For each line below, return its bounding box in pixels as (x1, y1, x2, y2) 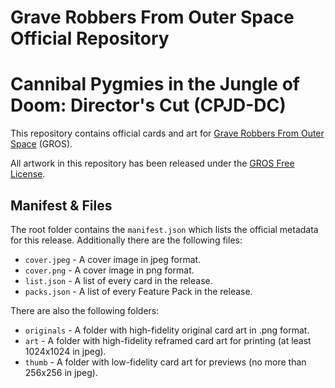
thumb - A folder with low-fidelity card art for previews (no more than (24, 356, 307, 368)
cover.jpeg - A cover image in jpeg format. (24, 253, 202, 265)
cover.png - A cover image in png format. (24, 264, 195, 276)
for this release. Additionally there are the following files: (10, 234, 243, 246)
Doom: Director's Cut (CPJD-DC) (10, 94, 287, 117)
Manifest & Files (10, 197, 113, 214)
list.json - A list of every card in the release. (24, 274, 213, 286)
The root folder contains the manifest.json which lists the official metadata (10, 223, 319, 235)
